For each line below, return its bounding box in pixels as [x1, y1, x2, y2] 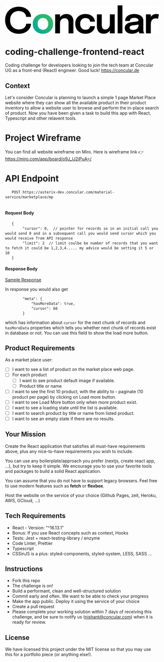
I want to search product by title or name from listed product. [12, 410, 135, 416]
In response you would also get [5, 286, 68, 292]
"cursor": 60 [31, 306, 58, 311]
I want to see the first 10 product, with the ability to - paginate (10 [12, 388, 143, 394]
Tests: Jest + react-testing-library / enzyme [12, 535, 100, 541]
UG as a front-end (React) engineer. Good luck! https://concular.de [5, 67, 140, 73]
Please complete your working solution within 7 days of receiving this [12, 609, 152, 615]
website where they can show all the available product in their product [5, 100, 146, 106]
